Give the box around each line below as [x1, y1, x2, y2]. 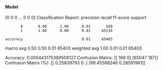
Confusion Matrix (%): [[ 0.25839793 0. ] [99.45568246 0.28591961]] [5, 60, 145, 66]
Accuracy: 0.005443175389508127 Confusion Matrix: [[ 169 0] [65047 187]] [5, 55, 158, 61]
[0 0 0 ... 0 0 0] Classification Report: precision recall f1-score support [5, 15, 147, 20]
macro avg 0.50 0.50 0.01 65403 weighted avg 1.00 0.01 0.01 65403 [5, 45, 142, 51]
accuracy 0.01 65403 [5, 37, 113, 42]
